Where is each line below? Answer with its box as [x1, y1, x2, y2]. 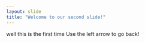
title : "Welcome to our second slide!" [6, 14, 106, 20]
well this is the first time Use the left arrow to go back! [6, 30, 140, 37]
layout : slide [6, 8, 42, 15]
